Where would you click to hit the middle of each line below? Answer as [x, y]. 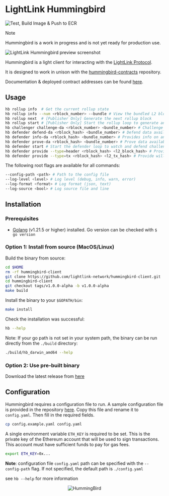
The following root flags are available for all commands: [63, 166]
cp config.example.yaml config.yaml [44, 424]
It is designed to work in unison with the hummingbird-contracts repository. [83, 72]
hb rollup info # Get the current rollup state [57, 109]
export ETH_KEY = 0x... [28, 454]
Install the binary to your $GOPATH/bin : [44, 300]
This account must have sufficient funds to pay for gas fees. [67, 444]
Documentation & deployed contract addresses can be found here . [74, 81]
